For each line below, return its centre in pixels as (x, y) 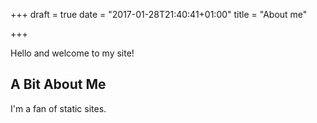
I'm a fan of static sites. (58, 108)
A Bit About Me (58, 84)
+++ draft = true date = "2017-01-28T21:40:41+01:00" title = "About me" (159, 14)
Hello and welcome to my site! (72, 53)
